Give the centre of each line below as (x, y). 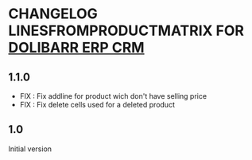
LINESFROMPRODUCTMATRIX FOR (126, 31)
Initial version (30, 149)
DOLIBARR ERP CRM (76, 48)
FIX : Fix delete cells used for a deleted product (97, 105)
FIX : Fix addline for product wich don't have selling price (113, 96)
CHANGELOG (53, 14)
